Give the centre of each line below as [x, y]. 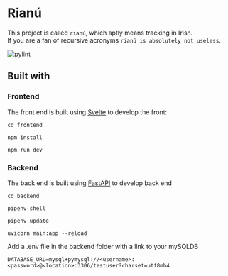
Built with [29, 76]
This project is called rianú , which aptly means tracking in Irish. [100, 33]
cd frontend [25, 125]
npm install [25, 137]
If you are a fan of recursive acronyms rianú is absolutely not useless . [114, 40]
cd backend [23, 196]
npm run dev [25, 150]
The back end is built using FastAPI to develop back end [90, 183]
